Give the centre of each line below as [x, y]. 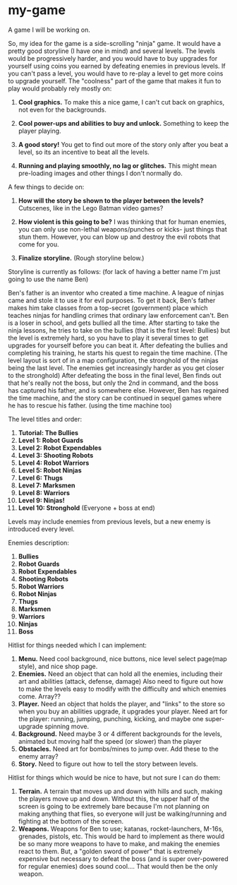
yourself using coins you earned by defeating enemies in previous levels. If [117, 66]
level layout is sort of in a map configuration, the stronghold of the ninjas [113, 360]
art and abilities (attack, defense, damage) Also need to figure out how [121, 681]
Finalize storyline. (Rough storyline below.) [81, 258]
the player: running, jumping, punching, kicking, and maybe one [111, 718]
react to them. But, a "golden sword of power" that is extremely [110, 851]
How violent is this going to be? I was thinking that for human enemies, [122, 222]
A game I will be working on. [49, 30]
